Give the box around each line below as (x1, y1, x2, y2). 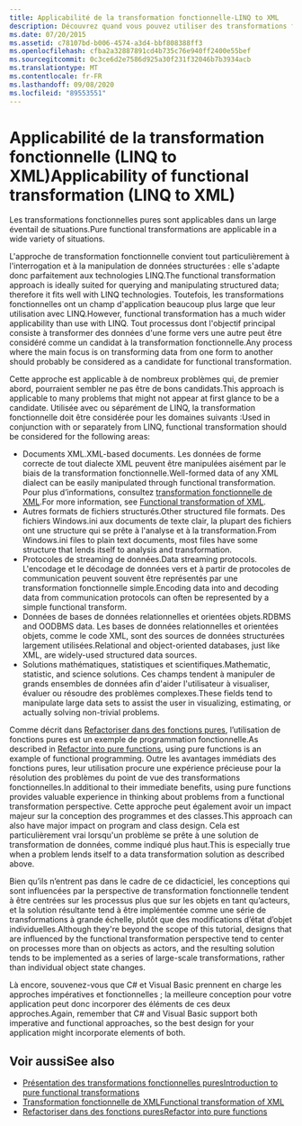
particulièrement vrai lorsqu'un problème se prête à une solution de (9, 830, 259, 840)
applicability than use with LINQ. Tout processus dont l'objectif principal (9, 318, 276, 329)
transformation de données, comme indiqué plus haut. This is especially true (9, 840, 290, 850)
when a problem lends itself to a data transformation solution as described (9, 849, 285, 860)
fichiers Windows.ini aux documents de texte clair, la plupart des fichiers (22, 515, 292, 527)
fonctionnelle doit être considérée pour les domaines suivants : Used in (9, 412, 271, 423)
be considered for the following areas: (9, 431, 151, 442)
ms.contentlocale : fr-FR (9, 72, 102, 81)
